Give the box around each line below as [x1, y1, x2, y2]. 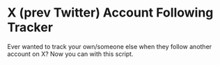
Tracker [7, 19, 54, 35]
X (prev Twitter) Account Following [7, 5, 214, 21]
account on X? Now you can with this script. [7, 50, 134, 58]
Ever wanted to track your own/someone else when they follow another [7, 42, 212, 50]
